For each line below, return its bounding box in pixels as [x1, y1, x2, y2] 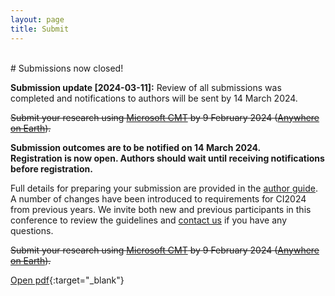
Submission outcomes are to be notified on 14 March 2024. [10, 141, 262, 153]
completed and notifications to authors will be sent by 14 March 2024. [10, 92, 298, 104]
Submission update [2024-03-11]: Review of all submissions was [10, 81, 282, 93]
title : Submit [10, 24, 70, 34]
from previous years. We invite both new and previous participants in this [10, 203, 312, 215]
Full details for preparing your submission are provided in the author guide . [10, 182, 319, 194]
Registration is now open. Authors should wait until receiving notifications [10, 152, 325, 164]
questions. [10, 224, 54, 236]
